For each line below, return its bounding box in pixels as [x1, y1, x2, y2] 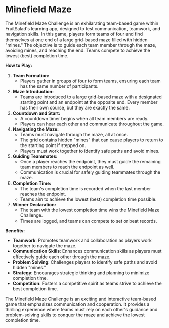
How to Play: [5, 62, 32, 68]
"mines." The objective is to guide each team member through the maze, [5, 42, 157, 48]
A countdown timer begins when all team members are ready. [20, 115, 149, 121]
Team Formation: [12, 72, 50, 78]
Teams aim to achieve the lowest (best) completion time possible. [20, 196, 157, 202]
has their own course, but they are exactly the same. [20, 104, 130, 111]
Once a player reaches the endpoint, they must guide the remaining [20, 158, 161, 164]
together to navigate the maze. [12, 242, 77, 249]
